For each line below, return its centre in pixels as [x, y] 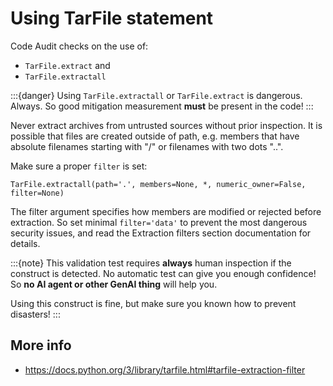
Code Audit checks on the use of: [79, 46]
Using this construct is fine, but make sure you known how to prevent [153, 303]
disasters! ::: [35, 314]
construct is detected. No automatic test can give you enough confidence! [163, 273]
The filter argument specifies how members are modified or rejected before [166, 211]
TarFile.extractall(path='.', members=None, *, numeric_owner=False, [158, 184]
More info [41, 345]
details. [25, 243]
